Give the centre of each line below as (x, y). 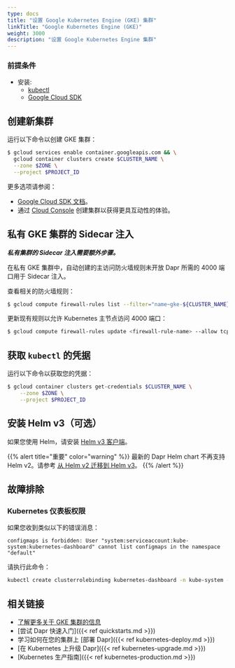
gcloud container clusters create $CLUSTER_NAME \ (89, 159)
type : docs (23, 14)
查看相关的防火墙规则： (41, 291)
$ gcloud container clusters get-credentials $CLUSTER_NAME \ (100, 387)
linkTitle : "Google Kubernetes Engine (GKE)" (74, 27)
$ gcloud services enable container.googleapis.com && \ (92, 153)
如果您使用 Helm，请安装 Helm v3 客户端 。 (69, 441)
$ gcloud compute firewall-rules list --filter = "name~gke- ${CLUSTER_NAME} (119, 304)
